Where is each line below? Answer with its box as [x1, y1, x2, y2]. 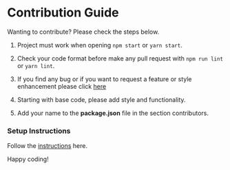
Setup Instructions [7, 126, 71, 136]
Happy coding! [7, 155, 50, 163]
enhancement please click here [17, 82, 107, 90]
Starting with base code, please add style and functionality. [17, 95, 186, 104]
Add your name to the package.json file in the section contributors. [17, 109, 209, 117]
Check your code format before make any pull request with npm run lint [17, 54, 224, 63]
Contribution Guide [7, 5, 119, 21]
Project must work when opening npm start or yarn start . [17, 41, 182, 49]
